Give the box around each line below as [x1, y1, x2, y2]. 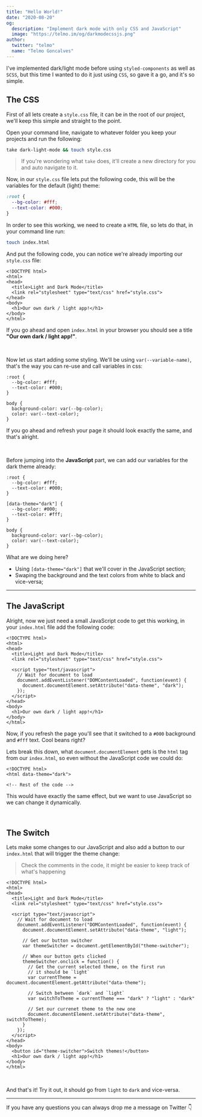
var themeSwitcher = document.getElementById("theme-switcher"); [22, 943, 189, 949]
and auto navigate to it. [20, 164, 78, 172]
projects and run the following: [6, 135, 82, 142]
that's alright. [6, 433, 39, 440]
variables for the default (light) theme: [6, 182, 100, 190]
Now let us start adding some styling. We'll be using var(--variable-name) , [6, 356, 192, 363]
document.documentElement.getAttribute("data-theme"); [6, 980, 147, 986]
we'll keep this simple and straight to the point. [6, 117, 122, 124]
